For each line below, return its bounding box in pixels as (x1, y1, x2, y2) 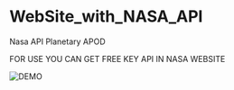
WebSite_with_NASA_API (9, 6, 203, 27)
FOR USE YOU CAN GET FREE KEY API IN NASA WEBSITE (9, 53, 226, 64)
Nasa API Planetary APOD (9, 36, 106, 47)
